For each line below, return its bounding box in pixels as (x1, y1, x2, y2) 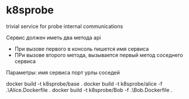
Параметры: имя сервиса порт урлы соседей (6, 69, 120, 76)
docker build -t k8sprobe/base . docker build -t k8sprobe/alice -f (6, 80, 163, 87)
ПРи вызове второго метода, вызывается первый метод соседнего (14, 51, 183, 58)
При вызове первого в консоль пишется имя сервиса (14, 45, 149, 52)
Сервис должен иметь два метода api (6, 34, 101, 41)
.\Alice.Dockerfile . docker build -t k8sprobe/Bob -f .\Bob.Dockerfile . (6, 86, 173, 93)
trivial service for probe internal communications (6, 23, 123, 30)
